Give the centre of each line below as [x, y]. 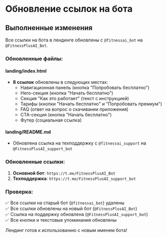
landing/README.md [28, 132]
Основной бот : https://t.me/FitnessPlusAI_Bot [64, 173]
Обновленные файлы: [34, 58]
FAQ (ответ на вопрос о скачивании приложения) [74, 109]
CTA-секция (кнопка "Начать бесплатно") [66, 115]
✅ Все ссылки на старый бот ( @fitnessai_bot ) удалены [65, 203]
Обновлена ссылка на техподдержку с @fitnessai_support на [79, 143]
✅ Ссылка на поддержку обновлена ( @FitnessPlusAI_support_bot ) [77, 214]
